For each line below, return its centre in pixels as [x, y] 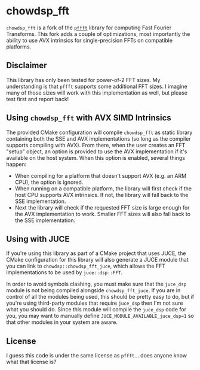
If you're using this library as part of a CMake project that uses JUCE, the [96, 253]
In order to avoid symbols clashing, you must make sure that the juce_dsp [96, 284]
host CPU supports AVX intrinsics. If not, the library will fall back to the [101, 195]
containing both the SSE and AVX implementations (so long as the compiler [99, 138]
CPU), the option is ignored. [49, 182]
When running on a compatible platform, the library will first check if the [103, 188]
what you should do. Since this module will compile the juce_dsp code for [96, 310]
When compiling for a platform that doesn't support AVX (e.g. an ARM [101, 175]
